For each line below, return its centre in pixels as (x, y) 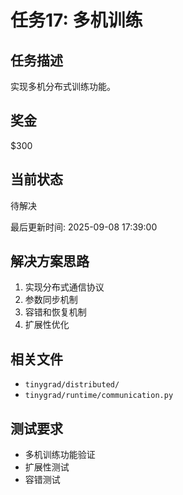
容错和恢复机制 (55, 312)
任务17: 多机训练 (76, 20)
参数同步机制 (51, 300)
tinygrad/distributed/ (72, 385)
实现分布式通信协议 (64, 287)
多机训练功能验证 (60, 455)
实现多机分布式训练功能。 (63, 86)
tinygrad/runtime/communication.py (99, 396)
